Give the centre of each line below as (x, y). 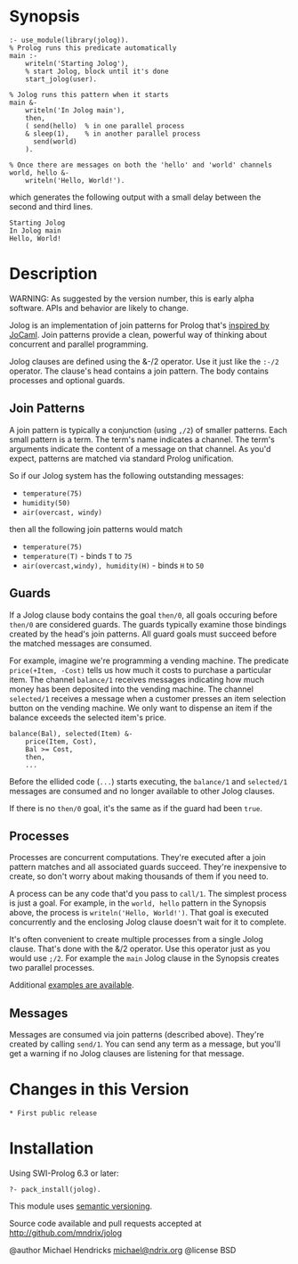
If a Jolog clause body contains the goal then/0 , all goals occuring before (143, 615)
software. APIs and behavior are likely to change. (99, 308)
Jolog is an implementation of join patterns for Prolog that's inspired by (139, 325)
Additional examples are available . (72, 985)
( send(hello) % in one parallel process (105, 126)
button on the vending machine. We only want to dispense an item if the (141, 708)
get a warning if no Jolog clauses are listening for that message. (127, 1054)
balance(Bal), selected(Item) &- (71, 734)
